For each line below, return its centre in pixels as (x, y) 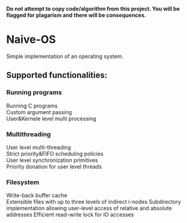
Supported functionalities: (57, 75)
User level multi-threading (39, 147)
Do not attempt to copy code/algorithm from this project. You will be (93, 9)
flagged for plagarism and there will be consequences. (76, 15)
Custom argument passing (39, 112)
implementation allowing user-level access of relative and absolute (89, 208)
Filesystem (23, 182)
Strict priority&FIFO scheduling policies (55, 154)
